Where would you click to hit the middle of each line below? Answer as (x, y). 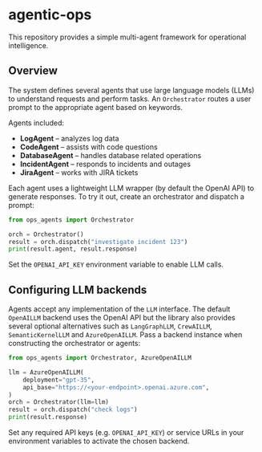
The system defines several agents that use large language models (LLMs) (131, 90)
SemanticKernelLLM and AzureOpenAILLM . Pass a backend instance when (125, 335)
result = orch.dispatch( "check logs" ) (73, 410)
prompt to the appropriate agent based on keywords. (95, 107)
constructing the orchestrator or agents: (75, 344)
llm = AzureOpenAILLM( (46, 372)
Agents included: (36, 123)
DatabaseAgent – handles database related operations (111, 155)
